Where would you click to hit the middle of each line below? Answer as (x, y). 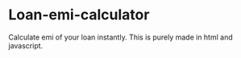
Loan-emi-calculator (79, 15)
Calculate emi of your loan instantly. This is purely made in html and (120, 37)
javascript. (26, 45)
